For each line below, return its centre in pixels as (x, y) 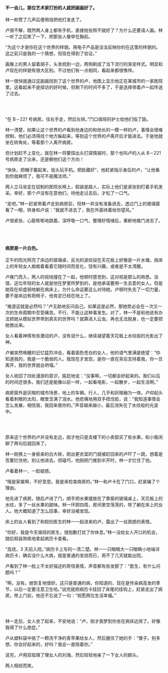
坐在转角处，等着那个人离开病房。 (40, 142)
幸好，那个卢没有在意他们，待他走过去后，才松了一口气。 (73, 193)
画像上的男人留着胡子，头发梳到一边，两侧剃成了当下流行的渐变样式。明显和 (84, 64)
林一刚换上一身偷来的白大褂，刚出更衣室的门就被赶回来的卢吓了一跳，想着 (82, 454)
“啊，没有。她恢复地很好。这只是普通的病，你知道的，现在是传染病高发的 (81, 583)
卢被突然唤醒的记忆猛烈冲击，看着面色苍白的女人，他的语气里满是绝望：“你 (83, 353)
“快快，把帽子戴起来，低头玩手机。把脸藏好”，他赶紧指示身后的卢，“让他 (80, 170)
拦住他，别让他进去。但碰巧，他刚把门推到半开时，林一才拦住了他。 (84, 460)
